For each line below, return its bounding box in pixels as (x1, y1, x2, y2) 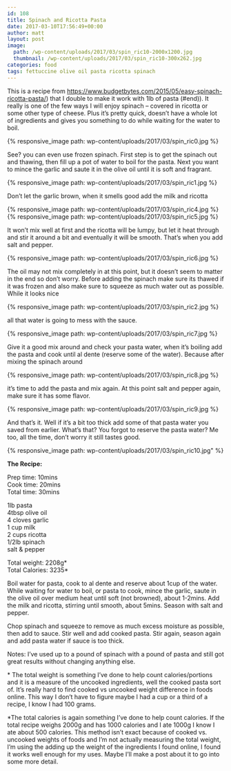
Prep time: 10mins (7, 473, 58, 481)
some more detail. (7, 757, 59, 765)
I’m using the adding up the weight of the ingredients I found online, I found (7, 743, 221, 751)
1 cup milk (7, 523, 36, 531)
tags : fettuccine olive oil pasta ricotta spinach (7, 68, 156, 75)
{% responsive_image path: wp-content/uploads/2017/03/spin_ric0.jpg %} (7, 137, 219, 145)
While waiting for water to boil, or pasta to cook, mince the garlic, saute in (7, 586, 217, 594)
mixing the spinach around (7, 357, 83, 366)
